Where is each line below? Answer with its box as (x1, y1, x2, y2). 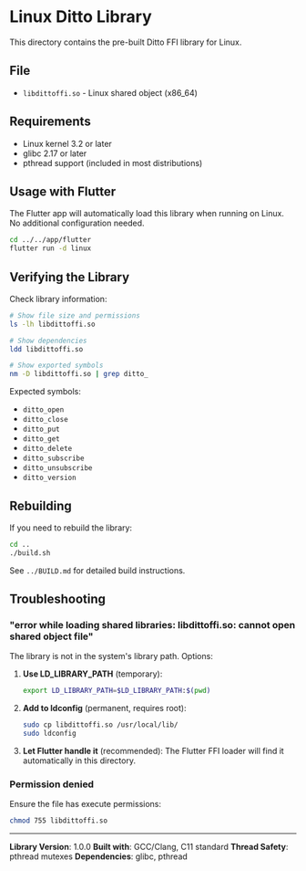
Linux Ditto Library (9, 6, 152, 27)
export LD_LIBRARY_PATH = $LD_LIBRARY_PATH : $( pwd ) (22, 687, 211, 696)
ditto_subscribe (22, 454, 85, 463)
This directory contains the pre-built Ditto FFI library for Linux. (9, 37, 242, 47)
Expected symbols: (9, 386, 82, 397)
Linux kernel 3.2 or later (22, 138, 112, 149)
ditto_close (22, 415, 68, 425)
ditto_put (22, 425, 61, 435)
